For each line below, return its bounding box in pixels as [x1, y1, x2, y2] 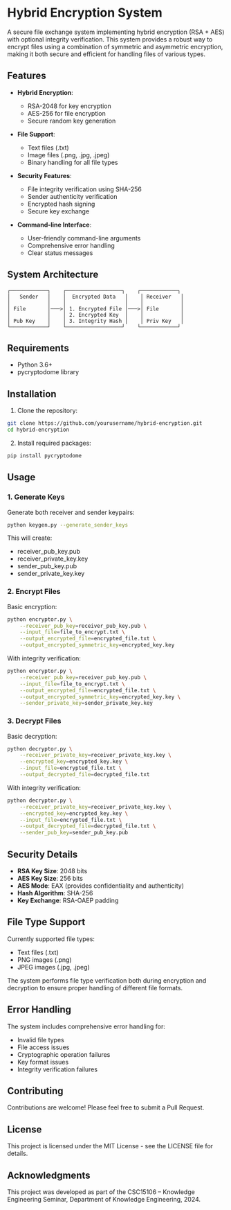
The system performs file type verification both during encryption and [7, 976, 207, 985]
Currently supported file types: [7, 934, 95, 943]
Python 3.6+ [17, 360, 53, 369]
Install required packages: [17, 439, 91, 447]
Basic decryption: [7, 732, 57, 740]
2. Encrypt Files [7, 587, 61, 597]
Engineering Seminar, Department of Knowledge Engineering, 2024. [7, 1195, 201, 1204]
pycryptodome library [17, 368, 80, 376]
